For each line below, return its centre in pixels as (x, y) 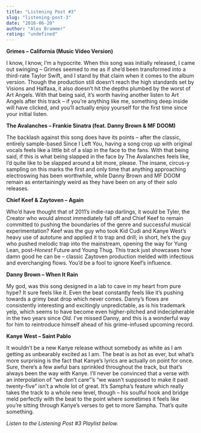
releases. (17, 189)
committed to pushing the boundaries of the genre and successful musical (99, 225)
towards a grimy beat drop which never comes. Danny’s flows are (87, 299)
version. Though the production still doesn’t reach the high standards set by (100, 82)
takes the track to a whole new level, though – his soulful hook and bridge (97, 393)
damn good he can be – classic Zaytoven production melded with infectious (100, 257)
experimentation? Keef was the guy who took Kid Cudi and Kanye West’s (96, 231)
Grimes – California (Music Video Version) (60, 51)
